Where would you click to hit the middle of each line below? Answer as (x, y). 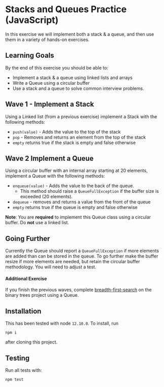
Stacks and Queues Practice (66, 9)
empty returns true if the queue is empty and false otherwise (75, 207)
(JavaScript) (32, 20)
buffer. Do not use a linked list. (37, 223)
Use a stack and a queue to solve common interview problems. (78, 88)
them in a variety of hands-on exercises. (47, 40)
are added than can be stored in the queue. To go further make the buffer (82, 256)
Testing (17, 358)
